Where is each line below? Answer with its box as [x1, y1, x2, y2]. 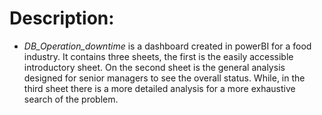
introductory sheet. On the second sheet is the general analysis [23, 61, 286, 73]
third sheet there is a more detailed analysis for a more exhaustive [23, 82, 296, 94]
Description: [9, 7, 115, 30]
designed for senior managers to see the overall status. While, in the [23, 72, 306, 84]
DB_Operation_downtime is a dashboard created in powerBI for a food [23, 40, 312, 52]
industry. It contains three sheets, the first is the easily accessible [23, 50, 294, 62]
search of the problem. [23, 93, 119, 105]
